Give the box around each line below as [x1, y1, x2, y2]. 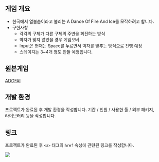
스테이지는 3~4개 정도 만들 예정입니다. [19, 49, 93, 54]
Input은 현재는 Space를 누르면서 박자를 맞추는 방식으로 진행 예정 [19, 43, 142, 49]
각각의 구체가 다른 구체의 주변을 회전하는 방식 [19, 31, 106, 36]
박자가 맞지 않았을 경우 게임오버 [19, 36, 79, 42]
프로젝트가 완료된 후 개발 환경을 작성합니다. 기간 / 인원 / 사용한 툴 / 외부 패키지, [5, 107, 155, 113]
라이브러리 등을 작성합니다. [5, 113, 56, 119]
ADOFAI [5, 77, 21, 84]
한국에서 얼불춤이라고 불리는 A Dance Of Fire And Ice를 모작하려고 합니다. [12, 18, 154, 24]
